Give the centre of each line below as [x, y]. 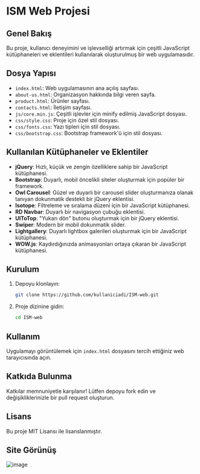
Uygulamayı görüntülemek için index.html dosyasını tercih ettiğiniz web [95, 351]
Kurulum [23, 270]
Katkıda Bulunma [39, 377]
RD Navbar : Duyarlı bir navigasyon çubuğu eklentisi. [80, 212]
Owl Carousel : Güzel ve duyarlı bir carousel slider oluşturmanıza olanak [104, 193]
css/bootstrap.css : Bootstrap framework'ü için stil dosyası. [89, 133]
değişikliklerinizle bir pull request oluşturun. [60, 397]
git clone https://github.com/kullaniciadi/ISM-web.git [87, 295]
